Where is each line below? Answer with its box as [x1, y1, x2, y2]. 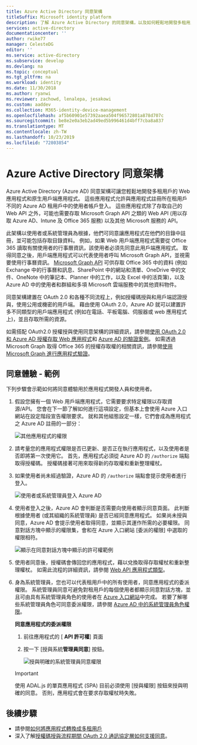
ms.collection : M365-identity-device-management [6, 107, 127, 113]
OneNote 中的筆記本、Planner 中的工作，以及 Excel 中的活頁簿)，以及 [16, 273, 185, 280]
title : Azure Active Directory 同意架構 [6, 8, 103, 15]
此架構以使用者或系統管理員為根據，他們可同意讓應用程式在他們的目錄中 [6, 229, 181, 236]
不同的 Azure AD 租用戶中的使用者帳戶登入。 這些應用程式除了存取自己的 [6, 202, 183, 209]
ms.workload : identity [6, 80, 62, 86]
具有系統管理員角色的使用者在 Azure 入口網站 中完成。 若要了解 [30, 593, 183, 600]
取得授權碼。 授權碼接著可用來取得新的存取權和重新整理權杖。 [14, 460, 165, 467]
